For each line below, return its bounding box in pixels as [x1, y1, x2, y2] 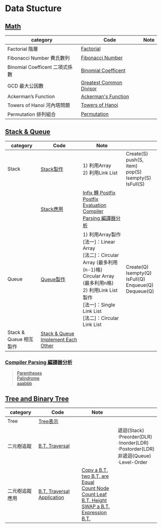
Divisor [81, 85, 97, 92]
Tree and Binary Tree [5, 394, 69, 403]
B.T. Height [81, 497, 107, 504]
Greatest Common [81, 79, 122, 86]
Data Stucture [5, 3, 62, 14]
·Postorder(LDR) [118, 445, 155, 452]
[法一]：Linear [82, 238, 116, 245]
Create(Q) [126, 264, 149, 270]
